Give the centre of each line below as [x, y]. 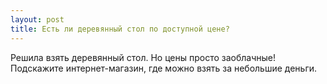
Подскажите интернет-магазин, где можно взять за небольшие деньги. [164, 68]
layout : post [37, 19]
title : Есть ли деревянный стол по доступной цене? [120, 29]
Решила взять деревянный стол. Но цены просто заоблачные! [143, 57]
